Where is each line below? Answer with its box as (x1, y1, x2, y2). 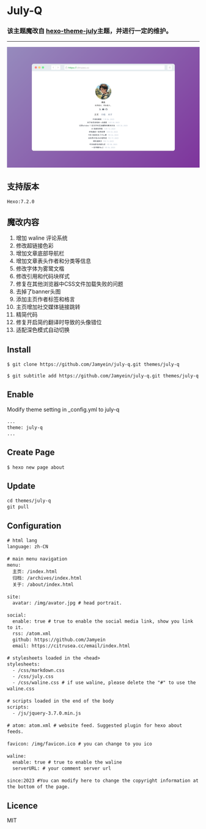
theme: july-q (7, 424, 43, 431)
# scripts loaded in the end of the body (7, 698, 114, 705)
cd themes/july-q (7, 498, 51, 504)
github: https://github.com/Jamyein (12, 637, 106, 643)
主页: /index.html (12, 569, 57, 575)
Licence (7, 800, 39, 811)
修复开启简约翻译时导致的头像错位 (15, 319, 102, 326)
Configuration (7, 520, 62, 531)
